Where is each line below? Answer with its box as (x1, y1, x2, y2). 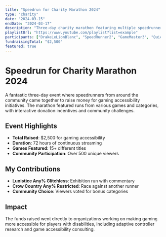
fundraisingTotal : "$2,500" (5, 39, 63, 44)
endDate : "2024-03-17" (5, 21, 52, 26)
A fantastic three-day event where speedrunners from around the (5, 92, 138, 98)
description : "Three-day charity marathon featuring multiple (5, 26, 136, 31)
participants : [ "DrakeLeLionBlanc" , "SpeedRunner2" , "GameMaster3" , (5, 35, 149, 40)
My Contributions (5, 165, 61, 173)
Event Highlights (5, 122, 57, 130)
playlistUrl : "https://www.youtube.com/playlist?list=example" (5, 30, 138, 35)
